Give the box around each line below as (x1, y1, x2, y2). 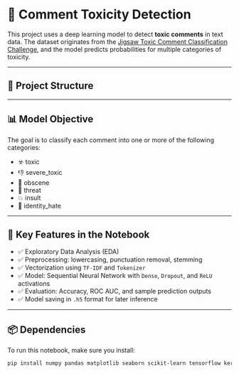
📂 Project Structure (7, 80, 94, 92)
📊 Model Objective (7, 113, 94, 125)
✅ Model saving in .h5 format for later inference (17, 295, 158, 304)
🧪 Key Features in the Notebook (7, 228, 150, 240)
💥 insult (17, 193, 41, 202)
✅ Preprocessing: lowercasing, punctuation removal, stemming (17, 255, 203, 264)
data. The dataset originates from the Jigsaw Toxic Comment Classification (7, 37, 228, 46)
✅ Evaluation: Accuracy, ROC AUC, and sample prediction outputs (17, 287, 212, 296)
